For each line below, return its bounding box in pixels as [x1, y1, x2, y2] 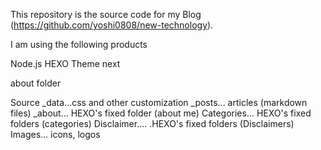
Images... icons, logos [10, 129, 101, 140]
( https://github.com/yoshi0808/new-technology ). [10, 19, 214, 31]
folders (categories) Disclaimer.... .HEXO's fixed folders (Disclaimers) [10, 118, 295, 129]
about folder [10, 77, 62, 89]
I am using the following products [10, 39, 148, 50]
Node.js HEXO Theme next [10, 58, 121, 69]
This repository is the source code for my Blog [10, 9, 202, 20]
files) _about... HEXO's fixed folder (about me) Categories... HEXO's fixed [10, 107, 312, 119]
